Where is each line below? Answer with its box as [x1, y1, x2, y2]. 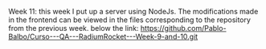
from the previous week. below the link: [8, 24, 139, 32]
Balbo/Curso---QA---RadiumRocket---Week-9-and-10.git [8, 32, 198, 41]
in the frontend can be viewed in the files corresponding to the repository [8, 15, 252, 24]
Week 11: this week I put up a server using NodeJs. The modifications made [8, 7, 259, 16]
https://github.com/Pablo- [140, 24, 227, 32]
